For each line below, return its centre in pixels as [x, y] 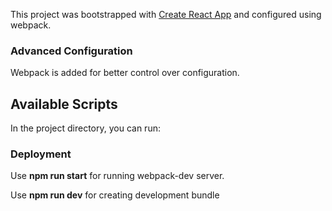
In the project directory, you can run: [85, 128]
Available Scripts [64, 104]
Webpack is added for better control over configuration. [125, 73]
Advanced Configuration [71, 51]
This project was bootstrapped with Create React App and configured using [166, 14]
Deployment [41, 154]
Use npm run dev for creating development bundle [115, 195]
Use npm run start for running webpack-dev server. [117, 176]
